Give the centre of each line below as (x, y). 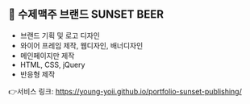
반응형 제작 (37, 74)
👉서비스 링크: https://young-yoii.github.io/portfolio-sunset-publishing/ (125, 91)
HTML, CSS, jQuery (52, 64)
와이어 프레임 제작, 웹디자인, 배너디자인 (81, 45)
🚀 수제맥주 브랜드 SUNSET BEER (86, 15)
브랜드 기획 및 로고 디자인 (60, 35)
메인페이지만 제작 (47, 56)
